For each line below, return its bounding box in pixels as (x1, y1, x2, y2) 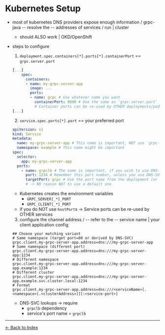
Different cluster (17, 270, 55, 275)
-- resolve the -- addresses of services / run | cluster (22, 24, 129, 30)
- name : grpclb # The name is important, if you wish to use (21, 168, 149, 173)
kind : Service (12, 131, 41, 136)
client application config (19, 222, 69, 228)
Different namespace (17, 257, 59, 262)
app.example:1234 (12, 266, 48, 271)
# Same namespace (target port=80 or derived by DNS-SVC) (12, 236, 134, 241)
